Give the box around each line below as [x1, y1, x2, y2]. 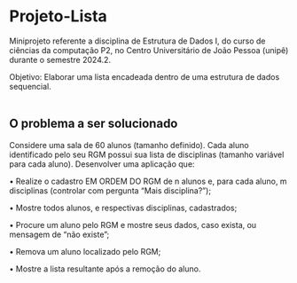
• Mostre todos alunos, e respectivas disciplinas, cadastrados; [9, 202, 238, 213]
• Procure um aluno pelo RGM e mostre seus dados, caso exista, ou [9, 219, 257, 230]
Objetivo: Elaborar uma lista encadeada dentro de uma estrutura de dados [9, 71, 280, 82]
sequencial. [9, 81, 51, 91]
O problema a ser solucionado [9, 116, 178, 131]
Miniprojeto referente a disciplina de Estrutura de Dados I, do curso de [9, 35, 266, 46]
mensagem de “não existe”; [9, 229, 110, 240]
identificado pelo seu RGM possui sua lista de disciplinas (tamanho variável [9, 149, 285, 160]
